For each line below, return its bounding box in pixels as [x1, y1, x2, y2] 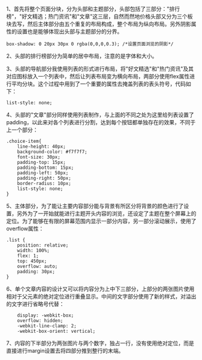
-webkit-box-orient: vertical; [17, 328, 96, 334]
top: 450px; [17, 258, 47, 264]
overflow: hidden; [17, 318, 63, 324]
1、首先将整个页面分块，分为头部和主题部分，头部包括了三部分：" [6, 5, 170, 12]
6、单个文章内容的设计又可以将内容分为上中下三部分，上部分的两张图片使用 [6, 285, 195, 292]
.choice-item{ [6, 138, 42, 144]
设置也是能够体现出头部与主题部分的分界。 [16, 28, 122, 35]
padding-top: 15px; [17, 159, 66, 165]
